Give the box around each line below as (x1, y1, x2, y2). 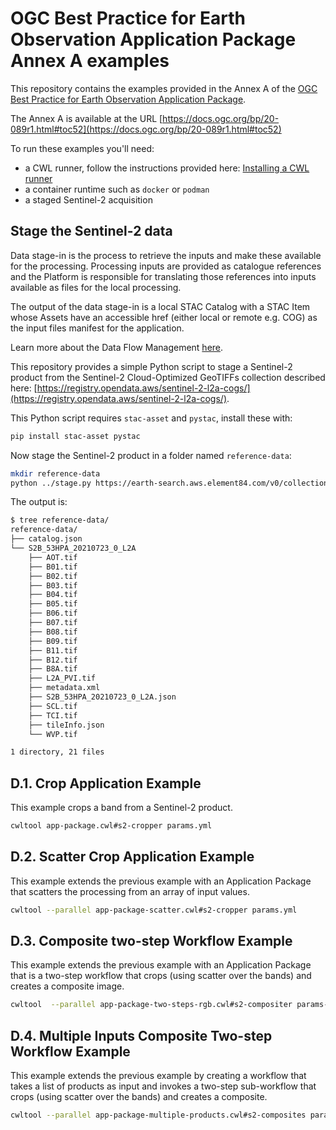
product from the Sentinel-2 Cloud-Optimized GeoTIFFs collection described (10, 371, 326, 383)
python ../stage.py (10, 478, 92, 488)
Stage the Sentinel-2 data (10, 223, 173, 240)
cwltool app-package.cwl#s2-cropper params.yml (10, 821, 213, 831)
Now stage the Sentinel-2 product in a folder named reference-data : (10, 449, 292, 461)
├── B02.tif (28, 571, 78, 581)
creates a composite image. (10, 980, 125, 992)
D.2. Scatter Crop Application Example (10, 848, 255, 866)
